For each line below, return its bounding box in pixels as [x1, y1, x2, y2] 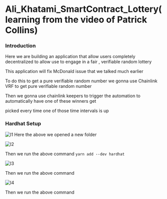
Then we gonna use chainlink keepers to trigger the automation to [5, 93, 141, 99]
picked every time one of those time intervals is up [5, 108, 109, 114]
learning [5, 14, 41, 25]
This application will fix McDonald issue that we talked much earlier [5, 68, 144, 74]
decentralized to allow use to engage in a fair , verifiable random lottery [5, 59, 152, 65]
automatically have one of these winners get [5, 98, 96, 104]
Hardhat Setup [5, 120, 41, 127]
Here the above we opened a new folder [14, 132, 97, 137]
